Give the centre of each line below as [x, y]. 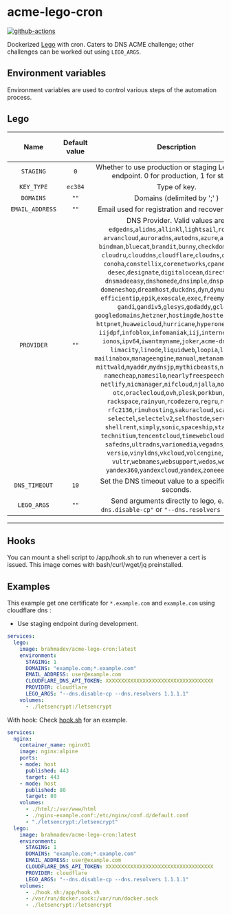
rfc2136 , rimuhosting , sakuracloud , [162, 409]
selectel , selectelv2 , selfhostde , [160, 418]
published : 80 [46, 790]
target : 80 [41, 796]
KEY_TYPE [34, 187]
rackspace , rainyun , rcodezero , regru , [163, 401]
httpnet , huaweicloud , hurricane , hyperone [161, 323]
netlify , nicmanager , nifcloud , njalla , [159, 384]
